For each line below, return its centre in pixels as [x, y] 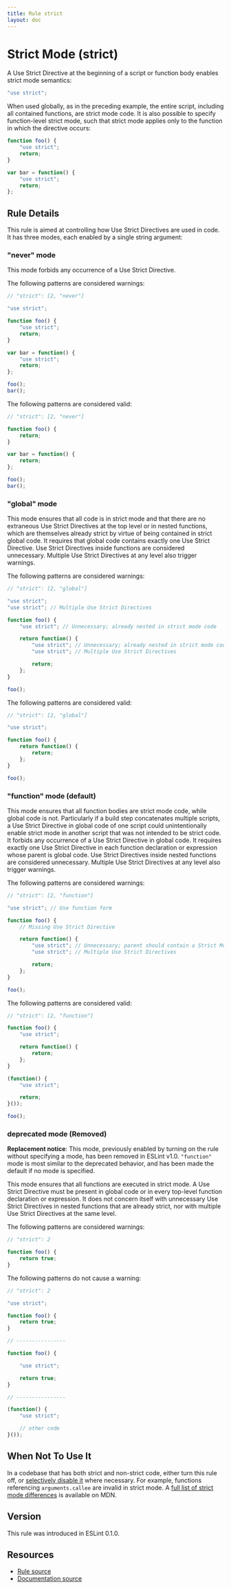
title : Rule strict [35, 13]
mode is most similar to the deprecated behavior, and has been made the [111, 1163]
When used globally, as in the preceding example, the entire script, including [115, 106]
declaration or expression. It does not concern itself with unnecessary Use [113, 1199]
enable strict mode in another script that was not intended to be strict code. [114, 832]
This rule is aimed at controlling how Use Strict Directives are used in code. [113, 230]
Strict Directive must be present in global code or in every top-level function [115, 1192]
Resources [31, 1555]
